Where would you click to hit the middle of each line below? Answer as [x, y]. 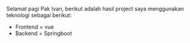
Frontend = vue [35, 27]
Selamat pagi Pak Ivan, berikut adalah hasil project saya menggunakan [95, 9]
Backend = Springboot [43, 33]
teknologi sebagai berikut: [39, 15]
